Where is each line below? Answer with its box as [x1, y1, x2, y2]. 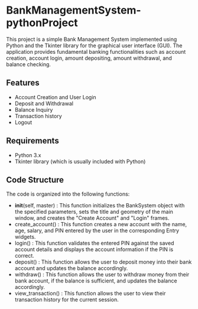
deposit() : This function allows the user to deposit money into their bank [14, 258, 192, 266]
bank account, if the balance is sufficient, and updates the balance [14, 277, 177, 284]
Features [6, 78, 40, 88]
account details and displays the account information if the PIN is [14, 246, 174, 253]
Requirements [6, 136, 59, 146]
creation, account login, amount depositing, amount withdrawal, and [6, 54, 173, 61]
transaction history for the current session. [14, 296, 119, 303]
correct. [14, 252, 34, 259]
